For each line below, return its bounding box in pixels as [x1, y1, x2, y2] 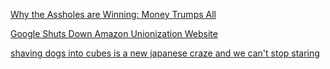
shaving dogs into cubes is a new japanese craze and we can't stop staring [10, 47, 320, 59]
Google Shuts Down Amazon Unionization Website [10, 28, 218, 39]
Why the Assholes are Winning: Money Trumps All [10, 9, 217, 20]
